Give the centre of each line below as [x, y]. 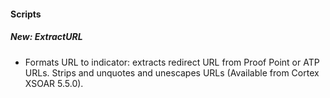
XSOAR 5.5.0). [54, 83]
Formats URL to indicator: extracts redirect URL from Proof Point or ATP [172, 62]
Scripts [26, 14]
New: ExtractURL [46, 37]
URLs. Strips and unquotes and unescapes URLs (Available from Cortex [172, 72]
